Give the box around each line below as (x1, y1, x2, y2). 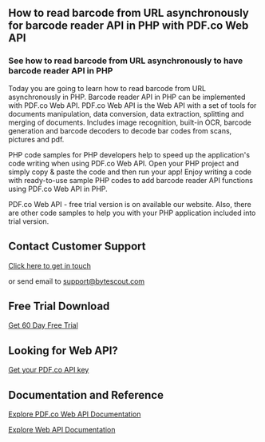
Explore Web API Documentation (8, 424, 116, 434)
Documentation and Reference (8, 388, 164, 402)
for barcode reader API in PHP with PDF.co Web (8, 19, 249, 33)
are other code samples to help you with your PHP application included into (8, 208, 256, 217)
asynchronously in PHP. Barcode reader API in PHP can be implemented (8, 92, 246, 102)
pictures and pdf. (8, 134, 65, 144)
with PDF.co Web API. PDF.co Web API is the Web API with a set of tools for (8, 100, 257, 110)
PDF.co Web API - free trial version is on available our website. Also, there (8, 199, 251, 209)
